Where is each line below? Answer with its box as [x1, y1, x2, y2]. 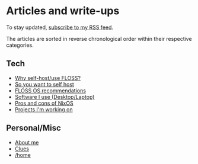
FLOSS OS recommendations [14, 87, 86, 94]
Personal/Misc [6, 123, 61, 133]
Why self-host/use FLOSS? [14, 74, 81, 81]
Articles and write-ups [6, 4, 120, 18]
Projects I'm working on [14, 105, 73, 113]
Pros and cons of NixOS [14, 99, 74, 107]
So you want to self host [14, 81, 74, 88]
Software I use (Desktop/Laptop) [14, 93, 95, 100]
